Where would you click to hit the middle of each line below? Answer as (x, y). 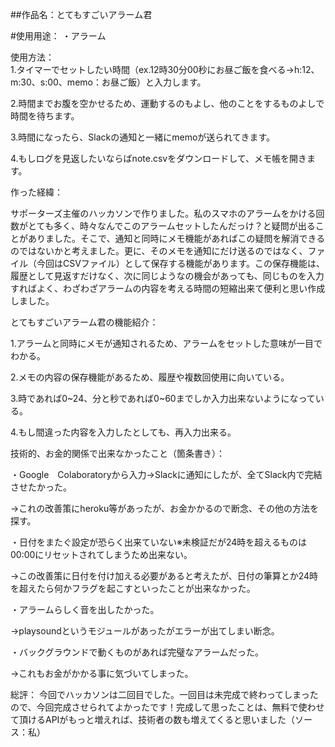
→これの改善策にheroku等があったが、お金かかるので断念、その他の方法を (164, 508)
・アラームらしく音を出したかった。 (85, 609)
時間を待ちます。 (45, 116)
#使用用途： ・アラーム (58, 36)
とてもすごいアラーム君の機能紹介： (84, 322)
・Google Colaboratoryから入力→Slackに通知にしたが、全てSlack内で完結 (166, 474)
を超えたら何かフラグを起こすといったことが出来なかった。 (133, 588)
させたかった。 (41, 487)
